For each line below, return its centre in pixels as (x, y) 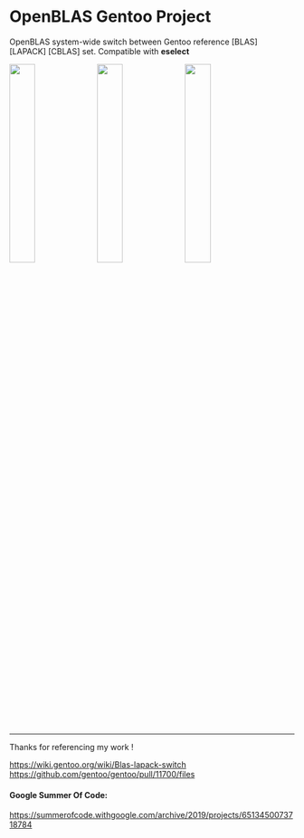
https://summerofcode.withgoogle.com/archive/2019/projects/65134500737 (152, 815)
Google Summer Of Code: (59, 795)
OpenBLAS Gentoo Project (110, 17)
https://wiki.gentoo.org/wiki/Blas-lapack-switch (98, 764)
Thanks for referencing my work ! (71, 747)
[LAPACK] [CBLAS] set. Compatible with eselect (100, 51)
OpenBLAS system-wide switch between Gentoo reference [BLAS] (133, 42)
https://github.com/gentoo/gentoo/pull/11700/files (102, 774)
